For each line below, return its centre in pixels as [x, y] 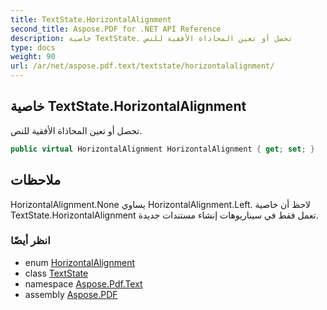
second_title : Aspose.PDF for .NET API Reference [116, 29]
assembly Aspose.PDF [71, 294]
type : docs [33, 47]
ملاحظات [36, 180]
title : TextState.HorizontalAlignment [91, 19]
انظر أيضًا [30, 241]
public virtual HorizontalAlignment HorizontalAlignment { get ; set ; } [162, 149]
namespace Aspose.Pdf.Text [83, 283]
